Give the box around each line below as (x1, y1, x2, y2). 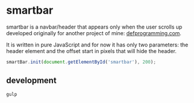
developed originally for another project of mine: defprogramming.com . (6, 29, 182, 36)
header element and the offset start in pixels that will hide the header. (6, 47, 177, 54)
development (6, 76, 57, 86)
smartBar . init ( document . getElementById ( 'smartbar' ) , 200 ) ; (6, 59, 156, 65)
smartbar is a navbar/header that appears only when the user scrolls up (6, 23, 183, 30)
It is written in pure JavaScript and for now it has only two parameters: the (6, 41, 189, 48)
